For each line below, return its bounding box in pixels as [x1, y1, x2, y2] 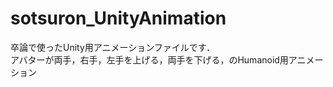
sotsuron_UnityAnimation [10, 7, 227, 30]
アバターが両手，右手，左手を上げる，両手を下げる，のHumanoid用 [10, 53, 289, 66]
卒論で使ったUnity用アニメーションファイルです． [10, 41, 216, 53]
